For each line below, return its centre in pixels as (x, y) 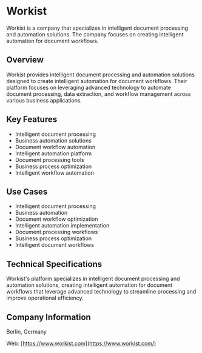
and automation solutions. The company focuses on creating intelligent (95, 34)
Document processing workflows (56, 232)
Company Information (49, 317)
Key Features (32, 119)
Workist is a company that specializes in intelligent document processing (97, 28)
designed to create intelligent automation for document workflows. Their (97, 81)
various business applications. (44, 100)
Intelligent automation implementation (62, 226)
